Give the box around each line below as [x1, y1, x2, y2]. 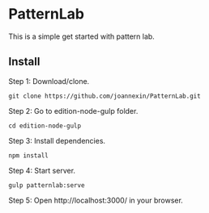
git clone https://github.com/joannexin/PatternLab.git [8, 92, 201, 100]
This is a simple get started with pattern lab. [8, 31, 156, 41]
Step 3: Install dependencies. [8, 136, 106, 145]
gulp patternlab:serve [8, 181, 85, 190]
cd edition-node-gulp [8, 122, 82, 130]
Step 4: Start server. [8, 165, 75, 175]
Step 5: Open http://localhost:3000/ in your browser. [8, 195, 184, 205]
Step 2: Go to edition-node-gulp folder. [8, 106, 139, 115]
